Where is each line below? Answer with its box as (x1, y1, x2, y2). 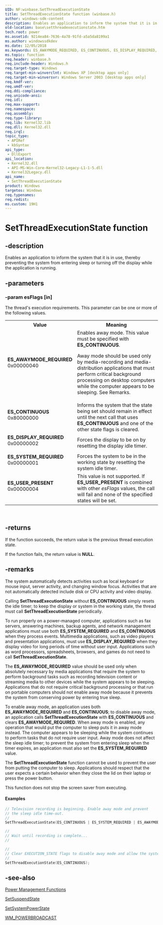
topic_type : (5, 134, 29, 139)
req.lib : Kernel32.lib (5, 120, 51, 125)
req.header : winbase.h (5, 57, 51, 62)
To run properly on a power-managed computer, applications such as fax (5, 618, 151, 623)
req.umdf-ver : (5, 84, 34, 89)
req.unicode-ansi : (5, 93, 42, 98)
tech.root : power (5, 30, 40, 35)
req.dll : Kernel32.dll (5, 125, 51, 129)
